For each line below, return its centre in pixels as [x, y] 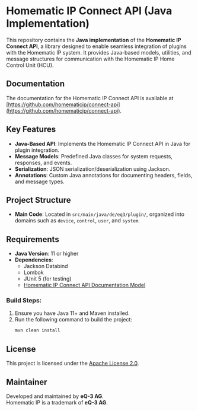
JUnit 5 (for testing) [47, 279]
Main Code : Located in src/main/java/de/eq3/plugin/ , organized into [100, 214]
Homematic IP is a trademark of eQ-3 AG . [57, 402]
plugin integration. [37, 150]
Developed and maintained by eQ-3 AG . [55, 396]
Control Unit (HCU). [30, 65]
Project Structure [39, 200]
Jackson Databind [46, 266]
